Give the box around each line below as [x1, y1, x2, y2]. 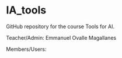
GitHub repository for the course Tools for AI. [6, 23, 115, 30]
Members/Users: [6, 45, 47, 53]
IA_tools [6, 4, 47, 17]
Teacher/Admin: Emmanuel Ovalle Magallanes [6, 34, 117, 41]
